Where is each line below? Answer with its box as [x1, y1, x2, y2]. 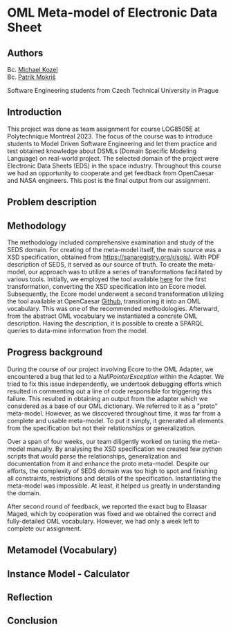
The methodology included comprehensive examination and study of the [7, 238, 214, 247]
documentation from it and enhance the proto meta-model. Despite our [7, 459, 210, 468]
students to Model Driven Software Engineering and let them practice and [7, 139, 217, 148]
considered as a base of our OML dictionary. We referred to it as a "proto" [7, 402, 218, 410]
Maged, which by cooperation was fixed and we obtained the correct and [7, 509, 216, 517]
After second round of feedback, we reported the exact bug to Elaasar [7, 502, 207, 510]
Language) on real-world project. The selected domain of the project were [7, 154, 219, 162]
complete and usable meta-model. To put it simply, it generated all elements [7, 416, 223, 425]
